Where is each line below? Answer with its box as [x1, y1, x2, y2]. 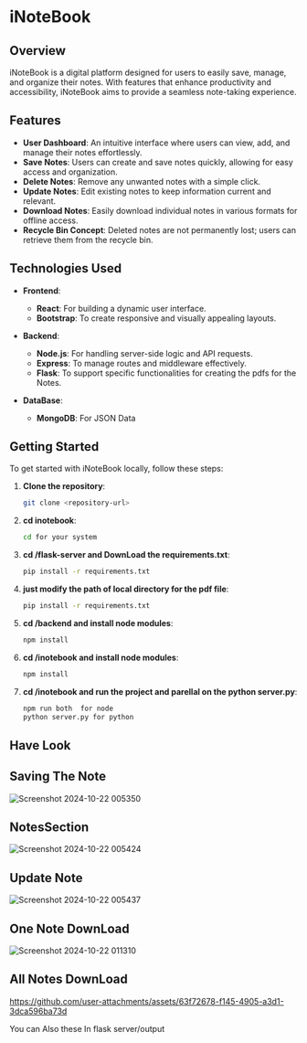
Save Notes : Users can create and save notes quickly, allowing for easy [22, 156, 294, 167]
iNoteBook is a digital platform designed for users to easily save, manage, [9, 67, 287, 78]
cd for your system [22, 533, 98, 542]
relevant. [22, 195, 57, 207]
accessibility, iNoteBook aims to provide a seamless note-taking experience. [9, 87, 297, 97]
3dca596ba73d [9, 1006, 68, 1016]
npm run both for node [22, 704, 114, 713]
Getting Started [9, 439, 100, 454]
